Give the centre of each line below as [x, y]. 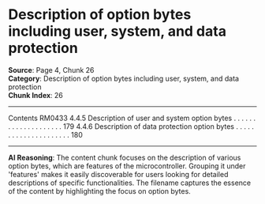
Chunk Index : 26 [35, 95]
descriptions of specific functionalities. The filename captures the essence [129, 183]
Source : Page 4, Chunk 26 [51, 70]
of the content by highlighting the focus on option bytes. [99, 191]
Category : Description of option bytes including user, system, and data [123, 78]
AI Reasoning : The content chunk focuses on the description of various [125, 157]
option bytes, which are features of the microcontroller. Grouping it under [127, 166]
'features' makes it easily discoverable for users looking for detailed [118, 174]
